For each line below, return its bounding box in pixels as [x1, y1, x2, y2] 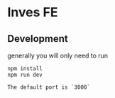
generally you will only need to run [7, 51, 109, 60]
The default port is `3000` [7, 84, 91, 91]
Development [7, 33, 69, 45]
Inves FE [7, 4, 58, 21]
